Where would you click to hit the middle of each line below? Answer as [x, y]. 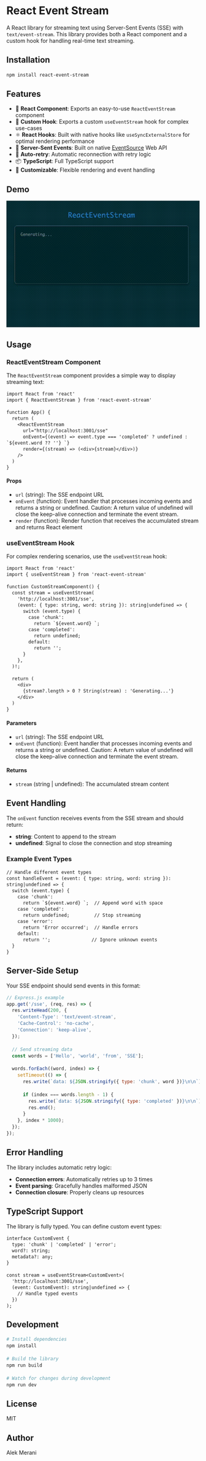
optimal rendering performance [55, 141]
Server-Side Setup [42, 971]
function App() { [29, 412]
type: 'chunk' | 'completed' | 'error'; [64, 1244]
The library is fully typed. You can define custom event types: [84, 1226]
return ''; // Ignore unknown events [90, 940]
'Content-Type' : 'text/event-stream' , [67, 1017]
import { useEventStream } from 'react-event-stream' [77, 575]
